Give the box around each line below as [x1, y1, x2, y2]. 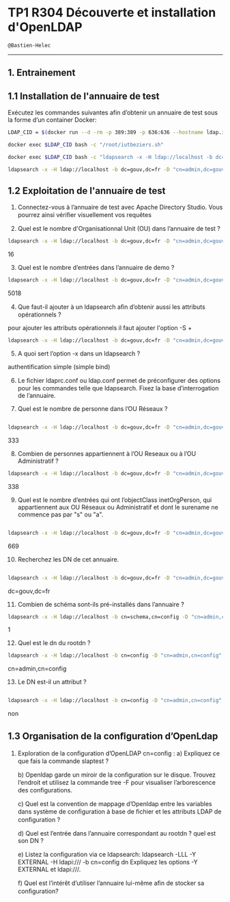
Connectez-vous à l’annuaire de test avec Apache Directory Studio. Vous [17, 203, 223, 212]
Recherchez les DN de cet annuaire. [17, 555, 119, 563]
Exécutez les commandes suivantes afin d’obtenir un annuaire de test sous [8, 108, 218, 117]
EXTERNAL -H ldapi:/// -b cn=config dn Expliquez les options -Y [17, 858, 198, 866]
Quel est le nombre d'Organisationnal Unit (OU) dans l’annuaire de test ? [17, 225, 221, 233]
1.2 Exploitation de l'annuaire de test [8, 185, 166, 197]
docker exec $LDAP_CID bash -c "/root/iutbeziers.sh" [8, 142, 164, 149]
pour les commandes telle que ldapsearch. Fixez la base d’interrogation [17, 384, 219, 392]
